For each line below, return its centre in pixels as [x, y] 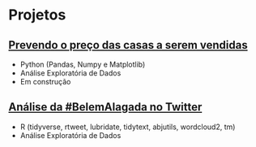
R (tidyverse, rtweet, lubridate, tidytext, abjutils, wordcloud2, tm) [128, 127]
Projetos [37, 15]
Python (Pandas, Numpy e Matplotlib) [83, 64]
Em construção [45, 82]
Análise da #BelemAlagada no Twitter [105, 107]
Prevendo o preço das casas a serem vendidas [128, 45]
